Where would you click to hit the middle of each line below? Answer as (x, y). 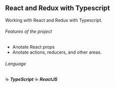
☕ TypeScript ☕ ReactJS (31, 80)
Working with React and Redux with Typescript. (54, 20)
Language (16, 64)
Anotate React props (33, 47)
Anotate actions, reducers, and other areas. (57, 52)
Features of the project (29, 31)
